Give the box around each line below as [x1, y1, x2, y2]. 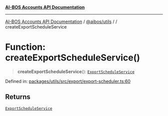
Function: [5, 41, 46, 53]
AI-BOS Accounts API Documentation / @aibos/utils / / [5, 18, 117, 24]
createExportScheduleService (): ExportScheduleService [17, 68, 135, 74]
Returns [5, 92, 31, 101]
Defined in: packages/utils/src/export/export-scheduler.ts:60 [5, 78, 131, 84]
